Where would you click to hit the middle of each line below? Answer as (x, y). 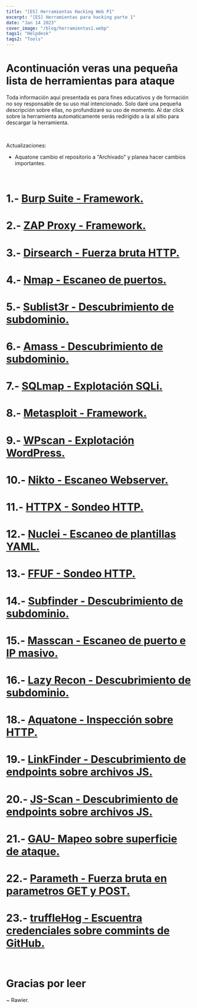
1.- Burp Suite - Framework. (75, 199)
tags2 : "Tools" (25, 39)
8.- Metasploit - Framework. (77, 413)
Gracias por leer (46, 984)
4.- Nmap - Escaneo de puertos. (86, 280)
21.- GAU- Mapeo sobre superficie (92, 839)
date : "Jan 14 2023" (32, 22)
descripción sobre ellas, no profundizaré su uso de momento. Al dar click (95, 110)
